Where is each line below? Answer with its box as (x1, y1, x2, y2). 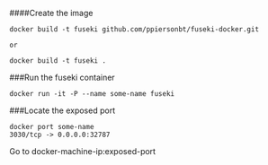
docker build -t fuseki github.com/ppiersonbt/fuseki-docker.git (9, 25, 259, 34)
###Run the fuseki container (9, 72, 115, 82)
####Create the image (9, 8, 94, 18)
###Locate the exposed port (9, 105, 115, 116)
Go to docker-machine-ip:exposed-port (9, 146, 156, 156)
